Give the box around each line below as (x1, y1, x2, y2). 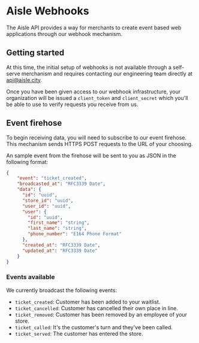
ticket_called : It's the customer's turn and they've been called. (14, 323, 173, 330)
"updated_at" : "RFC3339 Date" (22, 247, 98, 254)
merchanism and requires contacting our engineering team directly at (21, 70, 193, 77)
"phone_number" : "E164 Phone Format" (28, 231, 122, 237)
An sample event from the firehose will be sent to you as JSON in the (6, 151, 177, 159)
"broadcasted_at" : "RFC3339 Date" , (17, 181, 106, 187)
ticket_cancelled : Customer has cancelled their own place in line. (14, 304, 179, 312)
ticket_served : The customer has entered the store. (14, 330, 144, 337)
